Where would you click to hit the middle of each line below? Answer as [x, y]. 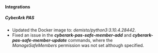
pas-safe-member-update [39, 40]
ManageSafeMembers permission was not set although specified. [78, 45]
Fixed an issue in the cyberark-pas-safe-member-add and [72, 35]
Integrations [18, 7]
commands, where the [90, 40]
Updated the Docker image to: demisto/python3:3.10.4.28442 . [74, 30]
